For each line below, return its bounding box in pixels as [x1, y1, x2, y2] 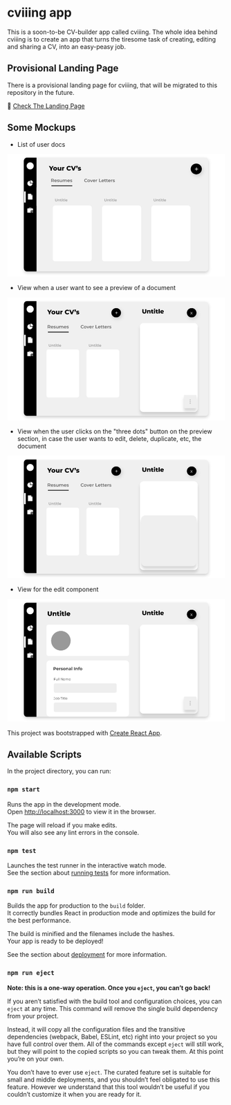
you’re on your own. [7, 1054, 64, 1063]
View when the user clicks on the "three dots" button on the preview [17, 427, 212, 435]
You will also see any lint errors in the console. [7, 828, 140, 836]
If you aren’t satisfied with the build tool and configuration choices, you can [7, 997, 223, 1005]
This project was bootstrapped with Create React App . [7, 728, 163, 737]
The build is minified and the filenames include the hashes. [7, 930, 175, 938]
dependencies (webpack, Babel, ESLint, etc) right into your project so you [7, 1032, 218, 1041]
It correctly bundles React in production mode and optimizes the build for [7, 909, 216, 917]
